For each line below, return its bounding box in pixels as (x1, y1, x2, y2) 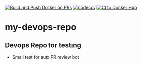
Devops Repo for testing (5, 41, 82, 49)
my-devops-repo (5, 22, 77, 33)
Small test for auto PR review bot (12, 54, 79, 60)
